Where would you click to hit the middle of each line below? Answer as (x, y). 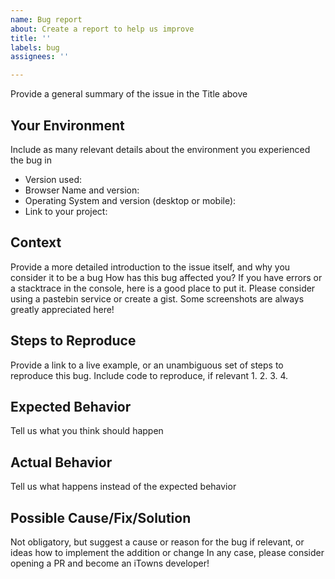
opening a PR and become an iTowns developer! (110, 563)
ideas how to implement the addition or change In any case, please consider (167, 552)
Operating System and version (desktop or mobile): (130, 200)
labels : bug (35, 47)
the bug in (31, 160)
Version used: (53, 179)
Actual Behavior (61, 462)
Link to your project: (66, 211)
